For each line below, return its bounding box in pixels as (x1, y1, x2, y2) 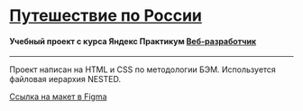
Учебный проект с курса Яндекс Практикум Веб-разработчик (9, 35, 257, 46)
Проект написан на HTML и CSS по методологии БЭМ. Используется (9, 64, 277, 75)
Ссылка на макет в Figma (9, 91, 107, 102)
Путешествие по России (9, 5, 203, 26)
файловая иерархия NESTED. (9, 74, 122, 85)
